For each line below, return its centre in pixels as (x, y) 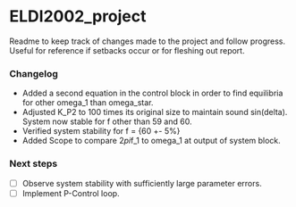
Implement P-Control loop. (71, 193)
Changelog (34, 73)
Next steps (34, 164)
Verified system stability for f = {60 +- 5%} (101, 131)
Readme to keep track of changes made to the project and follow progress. (148, 41)
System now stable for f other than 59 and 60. (107, 121)
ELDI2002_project (78, 17)
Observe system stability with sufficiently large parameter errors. (142, 183)
